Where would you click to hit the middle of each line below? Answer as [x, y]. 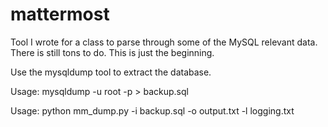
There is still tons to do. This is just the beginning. [112, 52]
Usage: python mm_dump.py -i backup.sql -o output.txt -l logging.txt [152, 110]
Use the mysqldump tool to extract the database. [111, 72]
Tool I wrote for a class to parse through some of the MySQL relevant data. [164, 42]
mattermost [60, 14]
